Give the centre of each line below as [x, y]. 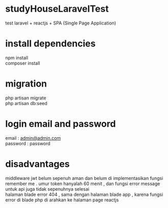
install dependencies [50, 44]
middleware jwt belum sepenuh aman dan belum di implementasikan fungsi [84, 178]
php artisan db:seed [26, 103]
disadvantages [38, 164]
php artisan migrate [26, 98]
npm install [17, 58]
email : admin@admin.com [33, 138]
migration [26, 84]
